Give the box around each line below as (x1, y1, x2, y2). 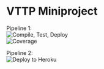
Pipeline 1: (6, 24, 32, 32)
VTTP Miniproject (6, 4, 98, 18)
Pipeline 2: (6, 49, 33, 56)
